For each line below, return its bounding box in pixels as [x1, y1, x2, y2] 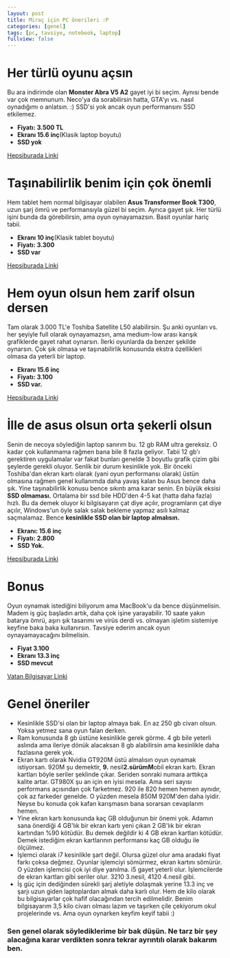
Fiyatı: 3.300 [16, 241, 55, 248]
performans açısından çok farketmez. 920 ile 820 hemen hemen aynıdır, [16, 785, 222, 793]
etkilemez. [7, 110, 36, 118]
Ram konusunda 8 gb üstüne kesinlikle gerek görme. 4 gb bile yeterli [16, 734, 211, 742]
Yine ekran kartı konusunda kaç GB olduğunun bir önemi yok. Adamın [16, 813, 214, 822]
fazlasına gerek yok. [16, 748, 74, 756]
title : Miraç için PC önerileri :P [7, 17, 109, 23]
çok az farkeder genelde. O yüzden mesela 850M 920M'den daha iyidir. [16, 792, 221, 800]
